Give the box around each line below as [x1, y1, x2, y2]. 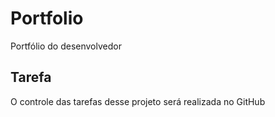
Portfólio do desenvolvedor [10, 40, 122, 52]
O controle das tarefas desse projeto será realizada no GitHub [10, 95, 266, 107]
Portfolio [10, 7, 84, 30]
